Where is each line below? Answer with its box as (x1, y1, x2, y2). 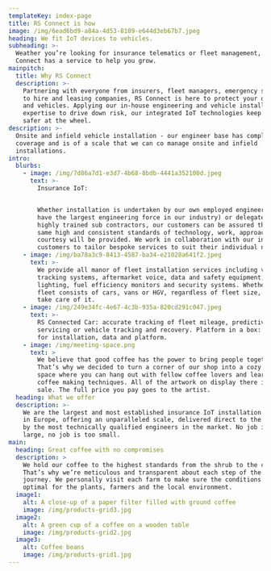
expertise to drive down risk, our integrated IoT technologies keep (23, 110, 262, 118)
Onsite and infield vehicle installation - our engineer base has (15, 131, 244, 140)
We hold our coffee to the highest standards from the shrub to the (23, 461, 258, 469)
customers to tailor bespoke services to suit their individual (37, 244, 258, 252)
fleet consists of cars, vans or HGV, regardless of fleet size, (37, 288, 262, 297)
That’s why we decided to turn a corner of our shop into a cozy (37, 364, 262, 372)
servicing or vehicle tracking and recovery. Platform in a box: (37, 326, 262, 334)
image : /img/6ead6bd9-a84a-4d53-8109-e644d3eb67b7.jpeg (8, 27, 200, 35)
